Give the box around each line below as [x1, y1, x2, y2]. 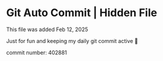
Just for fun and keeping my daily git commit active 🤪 [6, 37, 138, 44]
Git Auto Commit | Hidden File [6, 6, 158, 20]
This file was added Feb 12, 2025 [6, 26, 88, 33]
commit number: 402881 [6, 48, 67, 56]
